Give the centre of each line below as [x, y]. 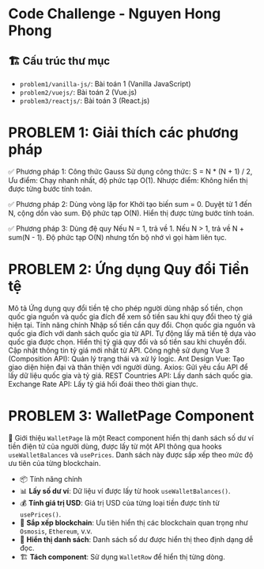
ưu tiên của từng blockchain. [55, 463]
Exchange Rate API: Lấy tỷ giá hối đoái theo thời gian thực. [104, 384]
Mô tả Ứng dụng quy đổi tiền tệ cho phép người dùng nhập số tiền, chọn [126, 308]
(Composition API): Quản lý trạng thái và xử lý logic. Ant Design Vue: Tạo [126, 358]
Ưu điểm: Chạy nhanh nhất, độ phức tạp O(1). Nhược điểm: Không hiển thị [128, 180]
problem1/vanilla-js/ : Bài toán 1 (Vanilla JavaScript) [105, 84]
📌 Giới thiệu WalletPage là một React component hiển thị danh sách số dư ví [131, 437]
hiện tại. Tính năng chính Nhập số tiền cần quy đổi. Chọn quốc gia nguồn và [132, 325]
